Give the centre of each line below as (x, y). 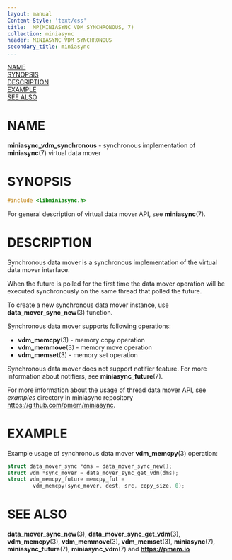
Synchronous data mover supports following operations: (89, 326)
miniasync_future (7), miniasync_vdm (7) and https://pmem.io (99, 549)
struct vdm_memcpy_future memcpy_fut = (66, 479)
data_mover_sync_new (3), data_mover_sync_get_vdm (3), (94, 534)
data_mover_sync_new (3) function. (60, 312)
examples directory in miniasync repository (70, 397)
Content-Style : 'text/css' (47, 21)
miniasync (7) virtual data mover (54, 152)
